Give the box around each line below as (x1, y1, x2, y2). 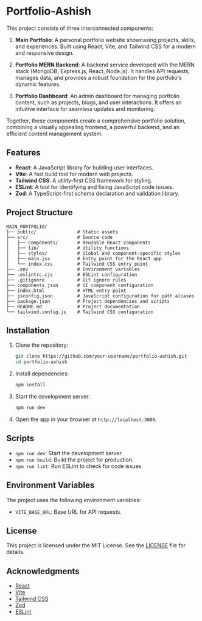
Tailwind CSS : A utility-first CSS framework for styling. (15, 177, 153, 184)
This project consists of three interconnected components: (6, 24, 154, 32)
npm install (15, 382, 46, 388)
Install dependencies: (15, 370, 69, 377)
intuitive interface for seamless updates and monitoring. (15, 105, 156, 112)
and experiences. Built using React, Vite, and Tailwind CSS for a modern (15, 43, 196, 50)
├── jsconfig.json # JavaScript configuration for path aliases (6, 293, 195, 299)
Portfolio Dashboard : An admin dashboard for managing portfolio (15, 92, 180, 99)
